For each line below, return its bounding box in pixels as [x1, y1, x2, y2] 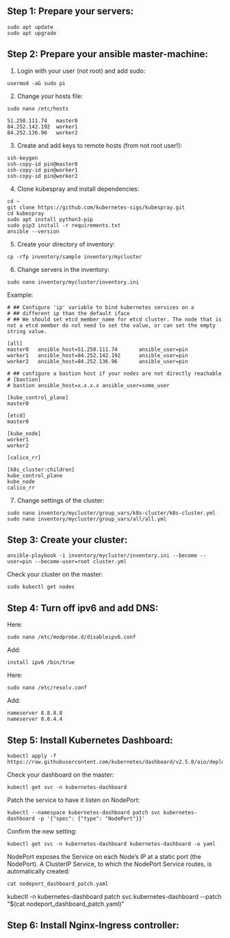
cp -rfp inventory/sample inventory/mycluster [7, 253, 142, 260]
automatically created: [7, 867, 71, 876]
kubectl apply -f [7, 753, 57, 759]
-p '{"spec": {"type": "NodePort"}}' [37, 815, 146, 823]
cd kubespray [7, 209, 44, 217]
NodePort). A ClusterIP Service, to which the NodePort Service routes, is [7, 860, 212, 868]
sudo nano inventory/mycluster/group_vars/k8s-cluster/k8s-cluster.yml [7, 510, 216, 516]
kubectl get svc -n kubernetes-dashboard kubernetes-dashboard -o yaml [7, 840, 216, 847]
